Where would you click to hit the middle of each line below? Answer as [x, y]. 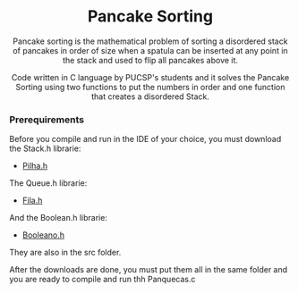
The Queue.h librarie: [48, 183]
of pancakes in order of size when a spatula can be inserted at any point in [150, 50]
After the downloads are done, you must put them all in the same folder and [149, 270]
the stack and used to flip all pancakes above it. [150, 60]
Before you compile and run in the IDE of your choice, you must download [145, 139]
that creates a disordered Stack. [150, 96]
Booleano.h [43, 235]
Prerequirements [47, 120]
